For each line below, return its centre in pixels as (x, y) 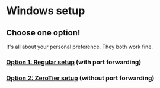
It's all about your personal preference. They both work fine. (79, 47)
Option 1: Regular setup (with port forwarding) (74, 62)
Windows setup (46, 11)
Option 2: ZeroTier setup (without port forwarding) (80, 78)
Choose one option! (43, 33)
